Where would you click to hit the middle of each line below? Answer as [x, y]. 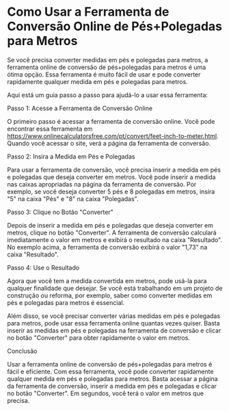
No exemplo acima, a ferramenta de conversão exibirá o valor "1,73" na [107, 247]
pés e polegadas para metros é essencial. [66, 302]
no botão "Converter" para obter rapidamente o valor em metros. [98, 337]
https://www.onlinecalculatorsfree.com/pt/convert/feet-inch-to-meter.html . [113, 136]
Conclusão [22, 351]
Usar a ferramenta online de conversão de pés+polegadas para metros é [110, 364]
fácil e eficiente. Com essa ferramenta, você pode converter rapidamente [110, 371]
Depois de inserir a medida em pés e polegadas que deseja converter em [110, 225]
